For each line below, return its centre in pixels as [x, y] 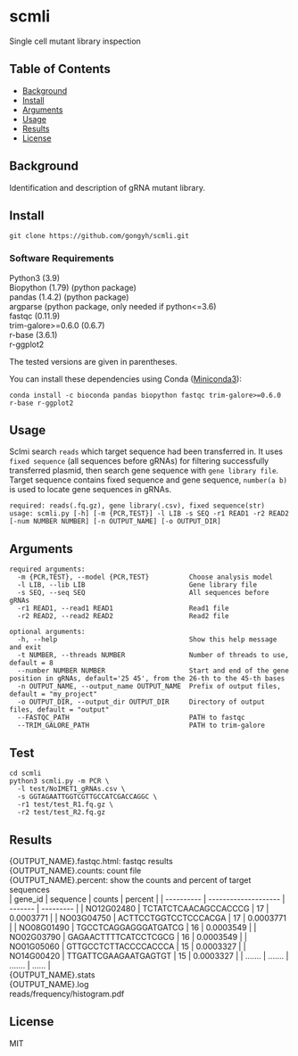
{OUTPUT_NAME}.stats [52, 975]
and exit [25, 648]
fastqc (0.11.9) [35, 316]
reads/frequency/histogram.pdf [67, 994]
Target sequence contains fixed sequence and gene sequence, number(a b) [149, 480]
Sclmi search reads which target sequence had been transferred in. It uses [146, 451]
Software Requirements [62, 259]
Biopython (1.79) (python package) [73, 287]
